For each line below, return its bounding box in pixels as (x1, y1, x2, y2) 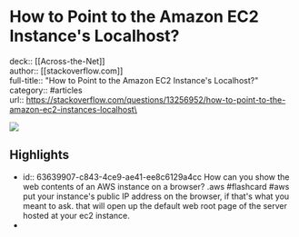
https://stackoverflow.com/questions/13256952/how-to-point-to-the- (25, 94, 286, 105)
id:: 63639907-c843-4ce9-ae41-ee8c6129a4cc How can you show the (22, 171, 290, 183)
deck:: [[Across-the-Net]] (9, 55, 105, 66)
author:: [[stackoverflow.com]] (9, 65, 124, 76)
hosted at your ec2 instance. (22, 210, 130, 221)
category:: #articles (9, 84, 84, 95)
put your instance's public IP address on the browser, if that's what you (22, 191, 290, 202)
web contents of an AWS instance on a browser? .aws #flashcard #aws (22, 181, 290, 192)
